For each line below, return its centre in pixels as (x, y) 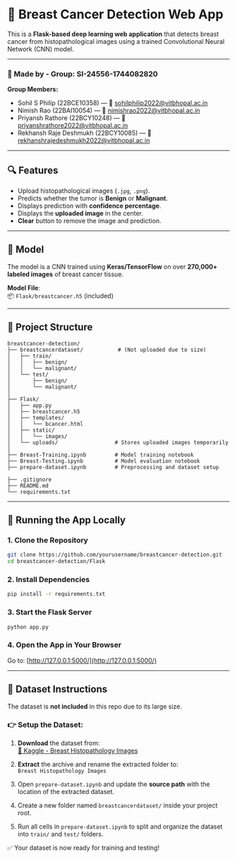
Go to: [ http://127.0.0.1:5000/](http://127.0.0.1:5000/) (82, 660)
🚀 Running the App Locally (66, 520)
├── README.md (28, 486)
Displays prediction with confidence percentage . (89, 206)
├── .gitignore (30, 480)
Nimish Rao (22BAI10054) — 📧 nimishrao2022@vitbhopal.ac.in (109, 111)
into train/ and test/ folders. (60, 834)
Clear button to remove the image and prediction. (89, 221)
